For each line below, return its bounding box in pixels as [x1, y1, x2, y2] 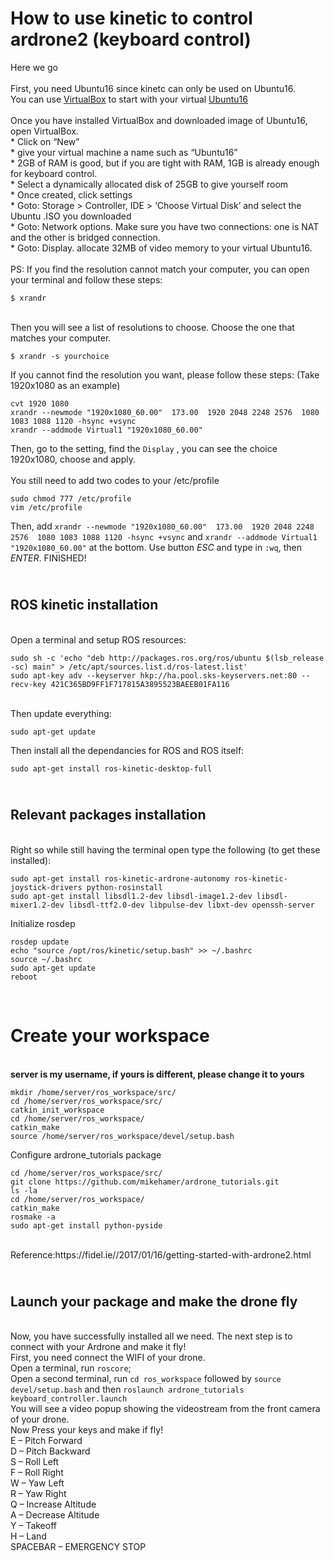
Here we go [10, 61, 58, 73]
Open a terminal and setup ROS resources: [10, 633, 187, 646]
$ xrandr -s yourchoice [10, 351, 110, 361]
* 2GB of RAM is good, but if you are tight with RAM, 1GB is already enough [10, 157, 320, 169]
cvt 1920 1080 [10, 398, 70, 409]
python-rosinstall [86, 882, 163, 892]
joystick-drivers [10, 882, 83, 892]
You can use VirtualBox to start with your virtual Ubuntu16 [10, 93, 248, 105]
